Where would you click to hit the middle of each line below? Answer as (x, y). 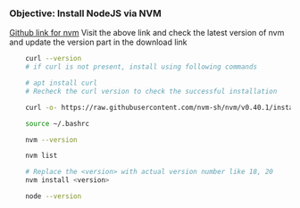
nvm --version (51, 140)
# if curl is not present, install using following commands (141, 67)
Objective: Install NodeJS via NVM (86, 13)
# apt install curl (62, 83)
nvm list (42, 156)
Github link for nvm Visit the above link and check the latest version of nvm (147, 33)
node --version (54, 196)
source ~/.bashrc (58, 123)
